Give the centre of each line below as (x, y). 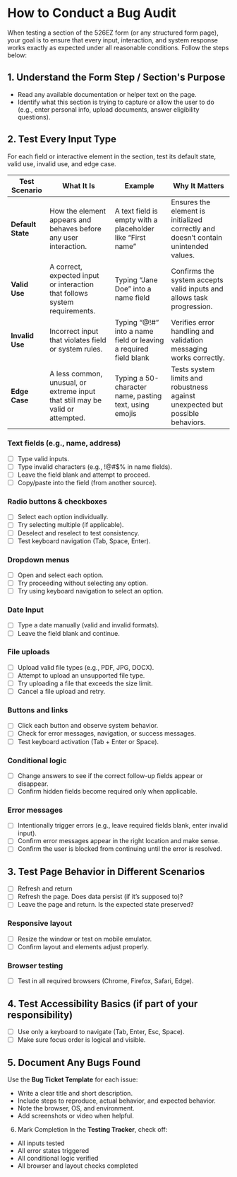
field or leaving (139, 340)
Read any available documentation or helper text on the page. (107, 94)
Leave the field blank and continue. (68, 633)
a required (132, 349)
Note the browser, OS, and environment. (76, 1108)
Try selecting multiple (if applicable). (71, 525)
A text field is (136, 211)
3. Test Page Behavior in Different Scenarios (106, 871)
